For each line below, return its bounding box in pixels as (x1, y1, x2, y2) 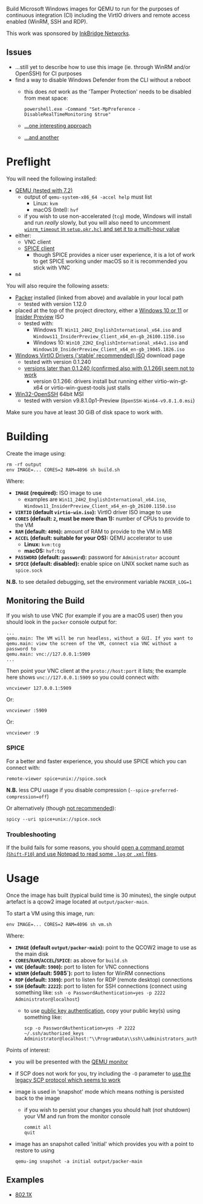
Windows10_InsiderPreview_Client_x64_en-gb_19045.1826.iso (33, 346, 185, 352)
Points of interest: (6, 1047, 50, 1054)
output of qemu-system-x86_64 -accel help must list (24, 193, 152, 200)
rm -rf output (6, 461, 42, 468)
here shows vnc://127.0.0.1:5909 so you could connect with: (6, 673, 160, 681)
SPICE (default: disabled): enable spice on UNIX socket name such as (14, 560, 189, 567)
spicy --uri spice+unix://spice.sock (6, 816, 101, 822)
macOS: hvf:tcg (24, 547, 65, 554)
